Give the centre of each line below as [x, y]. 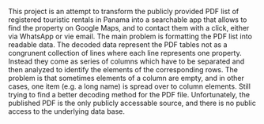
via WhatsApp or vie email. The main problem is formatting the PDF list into [130, 36]
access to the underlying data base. [66, 111]
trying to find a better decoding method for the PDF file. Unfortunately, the [129, 95]
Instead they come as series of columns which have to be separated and [126, 61]
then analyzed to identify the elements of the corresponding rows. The [123, 69]
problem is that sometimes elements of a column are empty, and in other [126, 78]
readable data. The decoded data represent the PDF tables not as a [118, 45]
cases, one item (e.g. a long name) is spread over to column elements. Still [130, 86]
